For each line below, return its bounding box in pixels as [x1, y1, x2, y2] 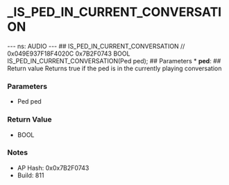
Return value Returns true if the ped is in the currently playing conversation [7, 64, 222, 72]
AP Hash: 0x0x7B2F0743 [17, 163, 90, 172]
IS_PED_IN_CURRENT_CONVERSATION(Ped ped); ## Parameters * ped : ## [7, 56, 221, 65]
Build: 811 [17, 171, 44, 179]
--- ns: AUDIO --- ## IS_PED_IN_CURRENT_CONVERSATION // [7, 42, 185, 50]
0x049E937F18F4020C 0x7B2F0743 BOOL [7, 49, 130, 58]
